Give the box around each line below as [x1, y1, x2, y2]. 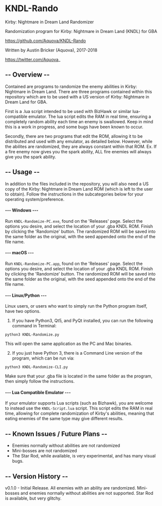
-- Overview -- [5, 71, 50, 79]
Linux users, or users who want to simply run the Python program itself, [5, 303, 147, 309]
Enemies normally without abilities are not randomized [12, 442, 120, 449]
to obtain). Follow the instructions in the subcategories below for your [5, 191, 144, 197]
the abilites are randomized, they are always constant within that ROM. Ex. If [5, 144, 157, 149]
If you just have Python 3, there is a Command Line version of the [12, 350, 143, 356]
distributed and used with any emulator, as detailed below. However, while [5, 138, 153, 144]
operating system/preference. [5, 196, 64, 202]
